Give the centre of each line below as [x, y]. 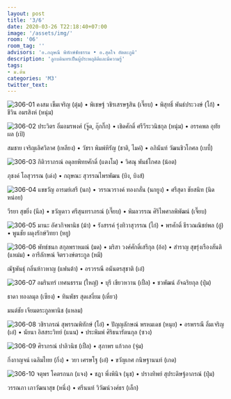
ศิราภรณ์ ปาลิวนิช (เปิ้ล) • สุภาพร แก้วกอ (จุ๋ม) [91, 346]
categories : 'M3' [32, 78]
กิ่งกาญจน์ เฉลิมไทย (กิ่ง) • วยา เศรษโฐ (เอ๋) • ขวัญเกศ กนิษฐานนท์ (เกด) [92, 360]
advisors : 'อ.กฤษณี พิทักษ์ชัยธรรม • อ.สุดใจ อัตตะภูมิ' [72, 53]
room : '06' [23, 40]
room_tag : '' [26, 46]
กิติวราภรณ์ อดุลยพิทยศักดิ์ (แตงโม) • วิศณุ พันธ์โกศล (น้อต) [107, 162]
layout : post [26, 14]
